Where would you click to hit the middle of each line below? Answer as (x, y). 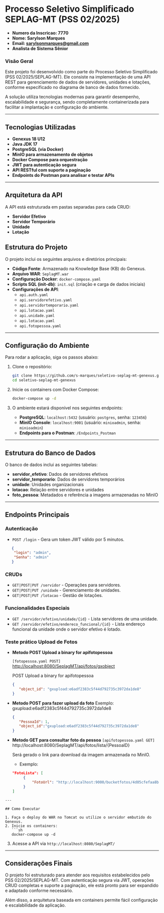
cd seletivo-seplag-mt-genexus (44, 380)
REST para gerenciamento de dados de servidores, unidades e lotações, (78, 82)
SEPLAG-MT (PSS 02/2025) (63, 19)
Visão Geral (19, 61)
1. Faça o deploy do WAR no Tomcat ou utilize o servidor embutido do (78, 817)
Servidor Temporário (34, 221)
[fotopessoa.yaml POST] (36, 661)
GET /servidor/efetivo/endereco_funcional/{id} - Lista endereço (79, 624)
